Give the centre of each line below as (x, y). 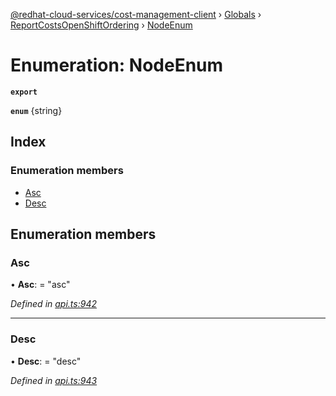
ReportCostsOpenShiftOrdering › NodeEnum (101, 25)
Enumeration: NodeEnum (117, 65)
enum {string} (36, 110)
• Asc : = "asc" (40, 285)
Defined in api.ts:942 (53, 304)
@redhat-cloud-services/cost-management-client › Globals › (136, 14)
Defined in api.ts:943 (54, 380)
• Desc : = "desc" (46, 361)
